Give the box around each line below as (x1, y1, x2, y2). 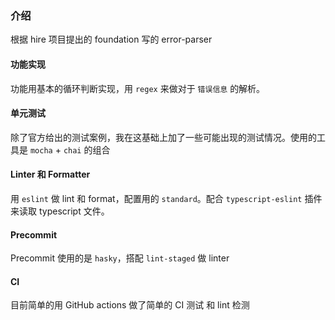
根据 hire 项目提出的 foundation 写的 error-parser (10, 33, 213, 46)
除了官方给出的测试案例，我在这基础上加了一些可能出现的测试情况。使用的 (10, 131, 317, 143)
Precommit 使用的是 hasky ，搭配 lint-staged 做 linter (10, 252, 230, 264)
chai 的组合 (63, 143, 111, 156)
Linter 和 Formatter (10, 168, 91, 181)
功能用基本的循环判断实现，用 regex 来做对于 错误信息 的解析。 (10, 82, 266, 94)
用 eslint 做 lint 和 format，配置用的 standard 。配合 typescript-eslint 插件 (10, 192, 323, 204)
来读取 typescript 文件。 (10, 205, 110, 217)
